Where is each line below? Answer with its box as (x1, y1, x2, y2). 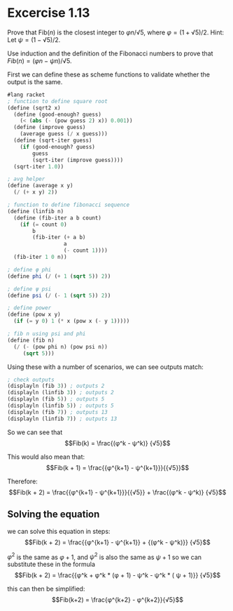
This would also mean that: (7, 452, 85, 461)
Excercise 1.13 (7, 5, 90, 21)
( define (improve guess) (13, 124, 86, 131)
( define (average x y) (7, 182, 73, 189)
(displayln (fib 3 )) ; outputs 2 (7, 382, 105, 390)
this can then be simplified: (7, 584, 85, 593)
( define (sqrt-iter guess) (13, 137, 92, 145)
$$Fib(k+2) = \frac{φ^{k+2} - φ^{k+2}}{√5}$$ (51, 596, 184, 604)
